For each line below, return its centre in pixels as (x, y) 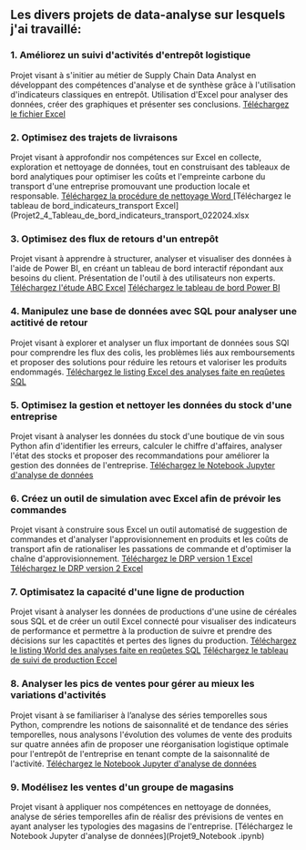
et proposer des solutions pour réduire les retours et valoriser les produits (149, 362)
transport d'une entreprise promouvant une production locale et (130, 186)
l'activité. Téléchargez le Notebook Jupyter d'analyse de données (134, 763)
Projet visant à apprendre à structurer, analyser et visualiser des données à (151, 259)
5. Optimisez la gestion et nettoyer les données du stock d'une (151, 405)
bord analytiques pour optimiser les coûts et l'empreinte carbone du (138, 176)
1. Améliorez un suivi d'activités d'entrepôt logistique (131, 56)
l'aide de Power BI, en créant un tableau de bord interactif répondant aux (147, 269)
